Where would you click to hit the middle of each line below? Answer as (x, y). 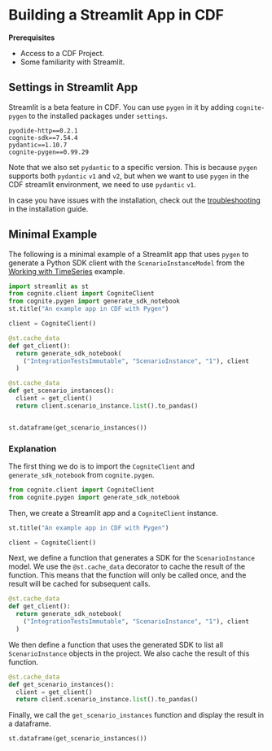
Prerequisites (32, 37)
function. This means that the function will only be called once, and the (127, 575)
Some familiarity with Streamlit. (72, 62)
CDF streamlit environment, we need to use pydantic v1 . (103, 184)
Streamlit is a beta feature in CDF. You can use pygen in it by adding (121, 107)
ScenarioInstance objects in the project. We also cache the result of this (129, 653)
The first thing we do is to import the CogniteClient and (102, 466)
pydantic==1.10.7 (38, 145)
